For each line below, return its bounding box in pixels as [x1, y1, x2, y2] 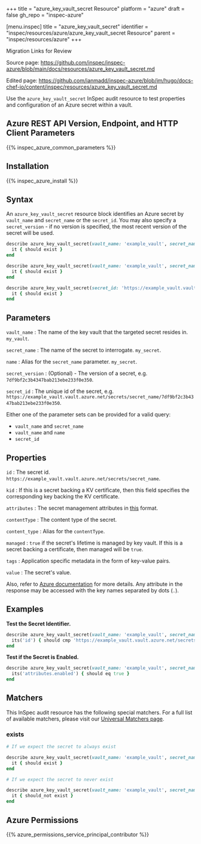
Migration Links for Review [6, 47, 72, 55]
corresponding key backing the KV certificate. [6, 492, 120, 500]
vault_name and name [14, 429, 65, 436]
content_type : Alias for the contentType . [6, 527, 105, 535]
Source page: [6, 59, 40, 66]
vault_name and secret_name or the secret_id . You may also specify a [6, 217, 176, 224]
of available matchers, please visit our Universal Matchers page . [6, 715, 165, 722]
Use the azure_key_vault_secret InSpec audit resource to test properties [6, 95, 185, 102]
